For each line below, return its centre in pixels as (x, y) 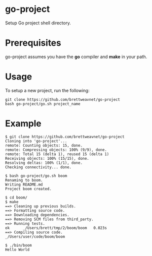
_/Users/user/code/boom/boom (35, 237)
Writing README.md (24, 185)
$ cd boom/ (16, 197)
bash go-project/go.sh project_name (43, 104)
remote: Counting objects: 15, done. (44, 145)
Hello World (17, 250)
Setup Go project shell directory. (38, 23)
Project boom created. (28, 189)
